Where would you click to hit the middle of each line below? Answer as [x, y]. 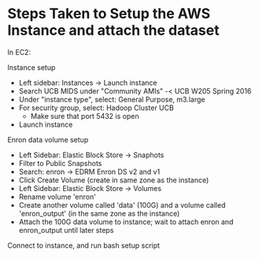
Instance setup [31, 67]
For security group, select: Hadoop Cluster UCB [96, 108]
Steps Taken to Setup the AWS [109, 14]
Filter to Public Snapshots [60, 163]
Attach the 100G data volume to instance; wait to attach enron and [126, 222]
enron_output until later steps [66, 230]
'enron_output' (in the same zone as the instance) [99, 213]
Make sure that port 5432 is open [85, 116]
